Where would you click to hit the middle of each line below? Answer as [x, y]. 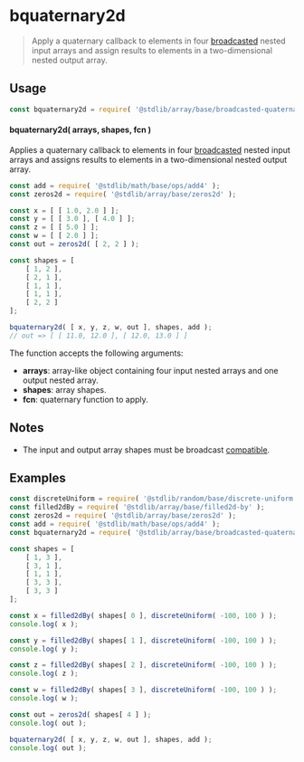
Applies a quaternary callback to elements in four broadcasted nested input [150, 149]
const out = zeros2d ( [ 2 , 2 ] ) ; [75, 244]
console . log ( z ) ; [44, 674]
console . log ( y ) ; [44, 649]
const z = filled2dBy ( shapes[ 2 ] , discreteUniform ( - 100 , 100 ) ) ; [143, 665]
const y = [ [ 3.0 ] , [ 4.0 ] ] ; [72, 219]
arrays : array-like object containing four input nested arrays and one [150, 370]
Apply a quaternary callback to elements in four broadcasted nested [159, 41]
